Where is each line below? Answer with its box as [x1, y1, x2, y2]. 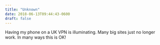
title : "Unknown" [5, 7, 40, 12]
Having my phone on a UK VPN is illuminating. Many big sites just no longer [5, 30, 156, 35]
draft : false [5, 16, 31, 21]
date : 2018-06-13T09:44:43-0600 [5, 12, 70, 16]
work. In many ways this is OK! [5, 34, 66, 40]
